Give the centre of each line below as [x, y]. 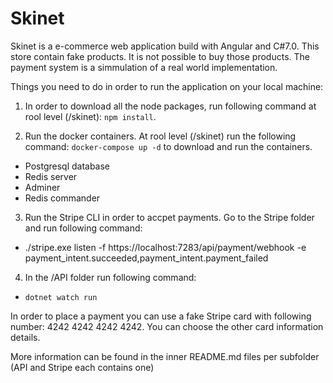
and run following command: [83, 228]
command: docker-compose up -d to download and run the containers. [168, 146]
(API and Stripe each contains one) [82, 367]
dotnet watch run [61, 297]
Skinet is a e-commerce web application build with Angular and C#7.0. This [165, 46]
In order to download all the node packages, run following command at [170, 106]
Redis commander [62, 198]
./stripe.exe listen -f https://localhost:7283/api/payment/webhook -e [165, 247]
